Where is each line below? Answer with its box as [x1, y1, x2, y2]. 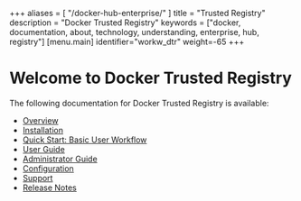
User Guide [22, 143, 65, 154]
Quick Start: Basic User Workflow [22, 134, 147, 145]
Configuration [22, 162, 74, 174]
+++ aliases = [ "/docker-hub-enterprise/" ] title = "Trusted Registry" [9, 8, 266, 18]
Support [22, 172, 53, 183]
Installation [22, 124, 64, 135]
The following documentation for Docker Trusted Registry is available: [9, 97, 269, 108]
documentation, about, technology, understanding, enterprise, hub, [9, 27, 259, 37]
